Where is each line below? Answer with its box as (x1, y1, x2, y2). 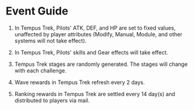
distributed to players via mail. (14, 97, 90, 104)
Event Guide (5, 4, 69, 18)
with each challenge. (14, 66, 67, 74)
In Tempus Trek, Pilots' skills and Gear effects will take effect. (14, 48, 168, 56)
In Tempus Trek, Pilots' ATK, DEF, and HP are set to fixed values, (14, 24, 176, 31)
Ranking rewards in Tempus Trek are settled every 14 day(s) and (14, 90, 175, 97)
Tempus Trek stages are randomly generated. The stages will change (14, 60, 188, 68)
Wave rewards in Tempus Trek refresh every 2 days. (14, 79, 145, 86)
